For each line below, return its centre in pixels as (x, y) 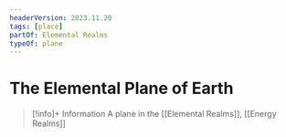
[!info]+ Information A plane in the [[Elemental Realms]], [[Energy (154, 114)
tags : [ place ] (37, 26)
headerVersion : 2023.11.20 (61, 18)
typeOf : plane (37, 43)
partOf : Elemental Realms (58, 35)
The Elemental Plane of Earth (122, 89)
